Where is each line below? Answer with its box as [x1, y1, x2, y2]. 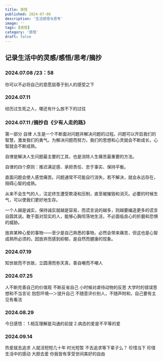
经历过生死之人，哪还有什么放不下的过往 [5, 105, 86, 111]
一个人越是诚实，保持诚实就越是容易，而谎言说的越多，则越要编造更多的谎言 [5, 207, 158, 213]
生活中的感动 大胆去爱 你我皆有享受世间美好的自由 [5, 351, 105, 357]
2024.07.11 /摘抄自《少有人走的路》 [5, 119, 88, 126]
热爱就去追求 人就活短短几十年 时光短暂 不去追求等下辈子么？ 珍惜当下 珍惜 [5, 345, 156, 351]
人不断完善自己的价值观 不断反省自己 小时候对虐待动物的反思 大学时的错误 [5, 284, 153, 290]
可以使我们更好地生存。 [13, 197, 61, 203]
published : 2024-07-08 [5, 12, 51, 17]
